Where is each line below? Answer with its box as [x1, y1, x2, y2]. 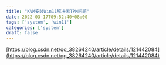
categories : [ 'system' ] [6, 24, 65, 31]
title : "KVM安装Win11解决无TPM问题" [6, 8, 90, 15]
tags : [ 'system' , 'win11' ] [6, 19, 72, 25]
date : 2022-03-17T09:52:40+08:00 [6, 14, 88, 20]
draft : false [6, 30, 38, 36]
